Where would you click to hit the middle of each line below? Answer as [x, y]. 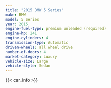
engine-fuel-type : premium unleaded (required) [56, 29]
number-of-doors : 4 [26, 52]
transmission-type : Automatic [37, 43]
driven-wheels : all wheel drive [39, 47]
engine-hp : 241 [21, 33]
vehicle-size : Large [27, 61]
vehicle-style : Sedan [28, 66]
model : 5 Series [22, 19]
